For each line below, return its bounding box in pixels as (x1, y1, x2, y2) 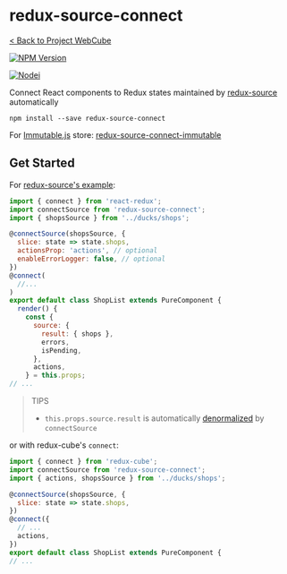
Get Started (9, 156, 75, 171)
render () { (17, 304, 58, 313)
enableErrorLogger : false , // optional (17, 254, 166, 263)
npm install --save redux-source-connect (9, 114, 166, 123)
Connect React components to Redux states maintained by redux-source (9, 87, 278, 98)
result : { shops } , (41, 329, 114, 338)
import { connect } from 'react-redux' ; (9, 196, 163, 206)
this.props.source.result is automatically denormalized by (44, 413, 265, 424)
